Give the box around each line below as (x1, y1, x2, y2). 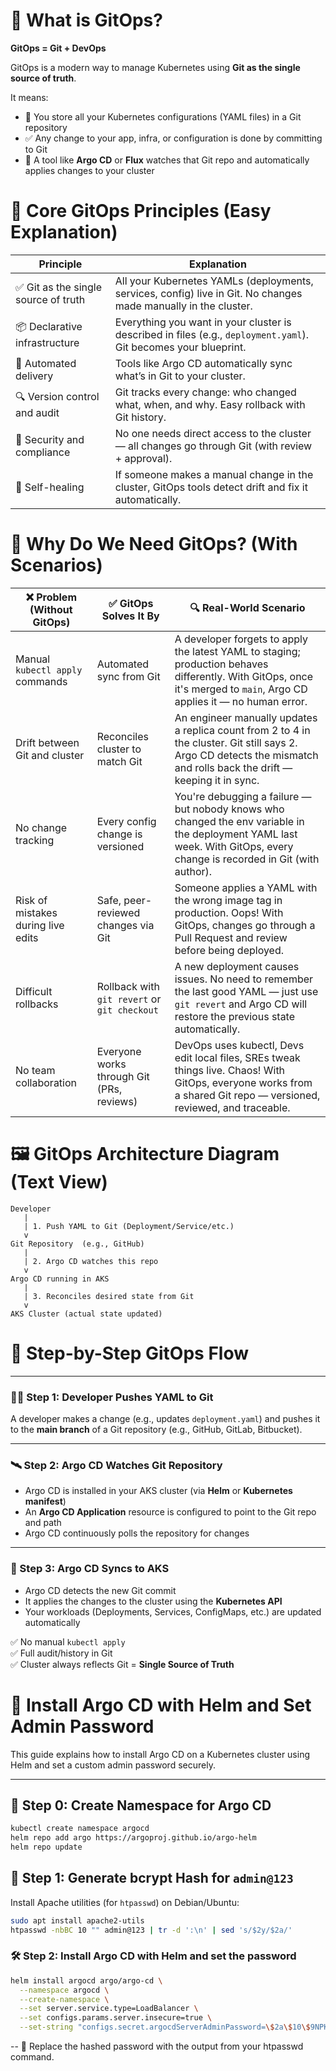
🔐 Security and (15, 432, 85, 446)
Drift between (15, 735, 80, 749)
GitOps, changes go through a (174, 918, 316, 932)
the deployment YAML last (174, 827, 298, 841)
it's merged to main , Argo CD (174, 682, 308, 696)
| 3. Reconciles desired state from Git (23, 1291, 195, 1301)
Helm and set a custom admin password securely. (10, 1759, 216, 1771)
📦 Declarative (15, 320, 83, 334)
